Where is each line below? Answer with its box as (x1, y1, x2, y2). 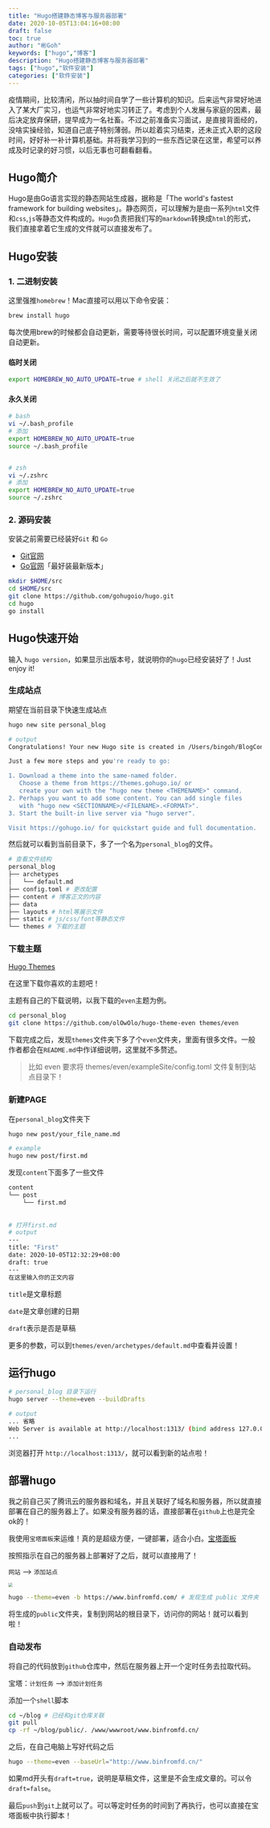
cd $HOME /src (8, 585, 52, 593)
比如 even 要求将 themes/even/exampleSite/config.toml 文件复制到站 (27, 1062, 256, 1072)
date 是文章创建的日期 (8, 1306, 80, 1315)
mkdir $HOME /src (8, 577, 63, 586)
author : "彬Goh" (8, 42, 62, 50)
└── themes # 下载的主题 (8, 923, 86, 931)
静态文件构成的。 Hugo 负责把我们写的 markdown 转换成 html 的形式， (42, 214, 256, 224)
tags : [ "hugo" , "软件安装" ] (8, 64, 94, 72)
